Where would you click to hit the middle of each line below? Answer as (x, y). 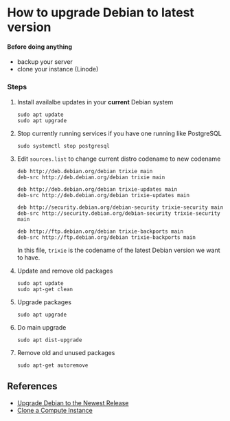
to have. (28, 257)
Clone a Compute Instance (55, 410)
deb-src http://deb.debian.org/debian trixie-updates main (103, 195)
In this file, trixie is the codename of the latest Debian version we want (119, 250)
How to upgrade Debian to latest (101, 13)
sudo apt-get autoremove (53, 365)
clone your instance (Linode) (58, 69)
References (32, 386)
